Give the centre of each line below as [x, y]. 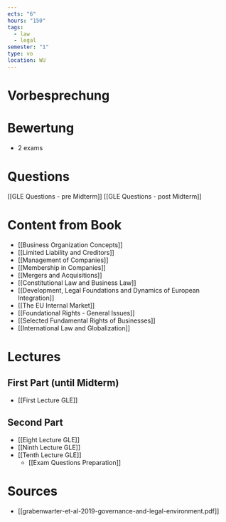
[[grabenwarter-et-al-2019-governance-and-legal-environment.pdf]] [118, 511]
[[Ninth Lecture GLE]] [49, 447]
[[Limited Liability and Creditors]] [66, 252]
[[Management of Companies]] [63, 260]
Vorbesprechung [59, 95]
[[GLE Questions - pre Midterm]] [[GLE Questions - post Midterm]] [104, 196]
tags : [15, 27]
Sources [33, 491]
